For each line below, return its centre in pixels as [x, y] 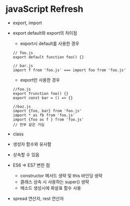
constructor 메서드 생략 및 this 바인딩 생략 [61, 175]
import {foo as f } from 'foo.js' [48, 120]
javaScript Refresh [44, 9]
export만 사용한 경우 [40, 80]
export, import [27, 23]
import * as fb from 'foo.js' [44, 115]
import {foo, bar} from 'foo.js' [47, 111]
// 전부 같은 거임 [29, 124]
